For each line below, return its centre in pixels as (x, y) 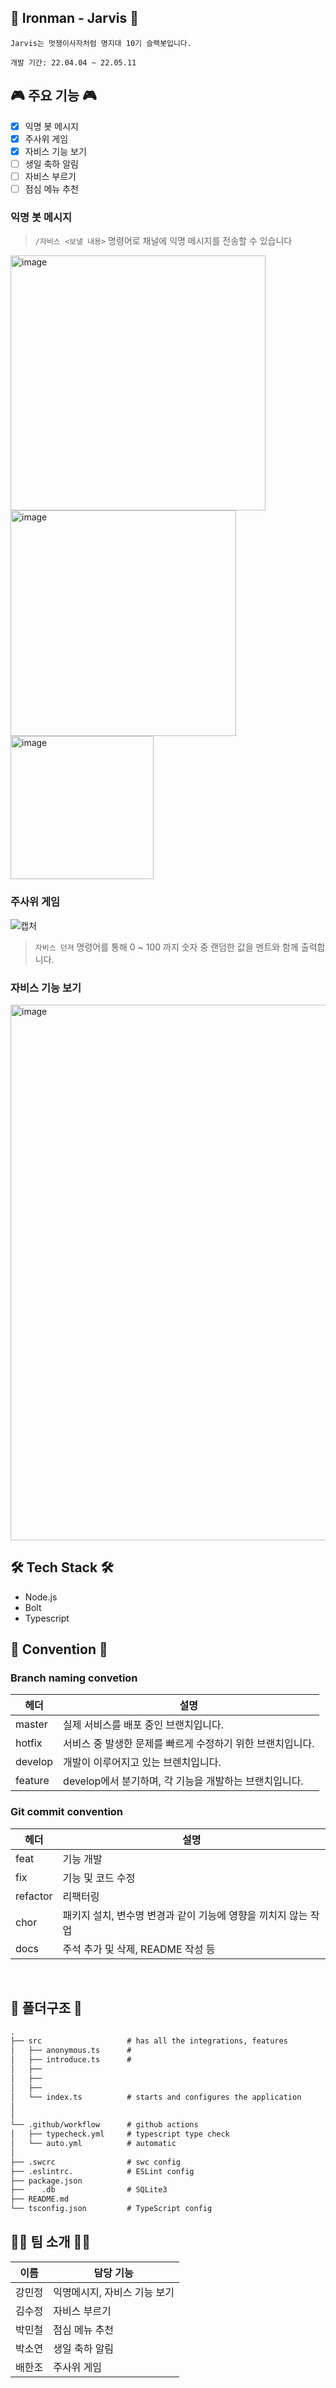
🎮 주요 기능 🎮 (54, 96)
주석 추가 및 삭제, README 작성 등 (139, 1949)
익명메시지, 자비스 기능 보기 (114, 2292)
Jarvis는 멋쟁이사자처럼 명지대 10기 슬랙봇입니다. (101, 43)
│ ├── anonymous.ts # (71, 2051)
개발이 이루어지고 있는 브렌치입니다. (142, 1763)
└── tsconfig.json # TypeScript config (111, 2209)
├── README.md (40, 2199)
